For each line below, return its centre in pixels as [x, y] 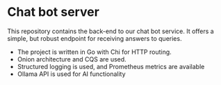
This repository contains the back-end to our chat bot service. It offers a [110, 31]
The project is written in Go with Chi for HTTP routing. [94, 52]
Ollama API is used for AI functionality [72, 74]
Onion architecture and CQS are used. [72, 59]
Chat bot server [53, 12]
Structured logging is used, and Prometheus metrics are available [111, 66]
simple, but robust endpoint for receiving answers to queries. [95, 38]
